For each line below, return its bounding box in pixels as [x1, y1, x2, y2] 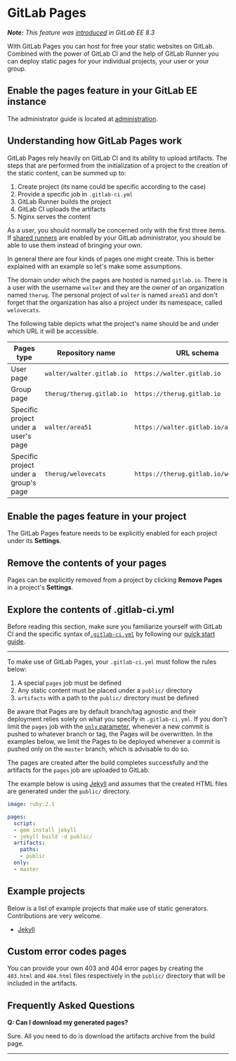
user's [11, 431, 32, 441]
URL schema [176, 347, 219, 357]
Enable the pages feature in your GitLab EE [7, 85, 198, 97]
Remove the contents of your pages [7, 557, 167, 569]
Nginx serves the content [17, 212, 91, 221]
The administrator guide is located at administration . [7, 114, 158, 123]
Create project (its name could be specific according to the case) [17, 182, 206, 191]
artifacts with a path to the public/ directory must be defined [17, 694, 199, 702]
